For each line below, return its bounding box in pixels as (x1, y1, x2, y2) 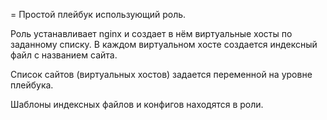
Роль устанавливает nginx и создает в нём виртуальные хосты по (10, 28, 293, 39)
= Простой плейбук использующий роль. (10, 9, 187, 20)
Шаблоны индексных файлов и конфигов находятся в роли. (10, 99, 264, 110)
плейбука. (10, 79, 54, 91)
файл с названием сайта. (10, 49, 118, 61)
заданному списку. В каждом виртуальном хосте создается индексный (10, 39, 318, 50)
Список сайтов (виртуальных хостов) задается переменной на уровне (10, 69, 313, 80)
